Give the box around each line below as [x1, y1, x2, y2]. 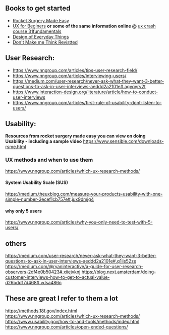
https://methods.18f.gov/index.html [5, 308, 77, 314]
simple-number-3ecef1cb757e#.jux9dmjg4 [5, 196, 94, 202]
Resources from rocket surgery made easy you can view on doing [5, 133, 146, 139]
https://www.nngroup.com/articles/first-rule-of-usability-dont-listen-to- [12, 99, 162, 105]
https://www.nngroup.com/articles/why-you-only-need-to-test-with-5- [5, 219, 153, 225]
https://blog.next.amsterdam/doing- [81, 269, 156, 275]
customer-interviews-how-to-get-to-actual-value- [5, 274, 110, 280]
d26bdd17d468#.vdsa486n [5, 279, 62, 285]
